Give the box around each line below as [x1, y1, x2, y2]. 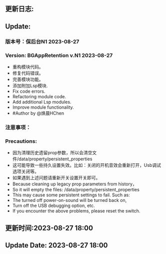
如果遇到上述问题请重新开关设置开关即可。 [12, 175, 100, 181]
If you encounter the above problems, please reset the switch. [12, 208, 140, 214]
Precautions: [5, 137, 37, 144]
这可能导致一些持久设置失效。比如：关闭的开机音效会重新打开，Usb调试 [12, 162, 161, 168]
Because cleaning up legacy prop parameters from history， [12, 181, 137, 187]
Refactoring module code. [12, 94, 66, 99]
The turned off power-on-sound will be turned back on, [12, 197, 127, 203]
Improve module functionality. [12, 104, 74, 110]
